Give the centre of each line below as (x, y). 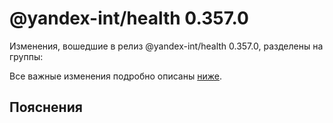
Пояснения (46, 107)
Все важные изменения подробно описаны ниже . (115, 76)
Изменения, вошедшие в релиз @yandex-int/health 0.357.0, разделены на (166, 46)
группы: (26, 56)
